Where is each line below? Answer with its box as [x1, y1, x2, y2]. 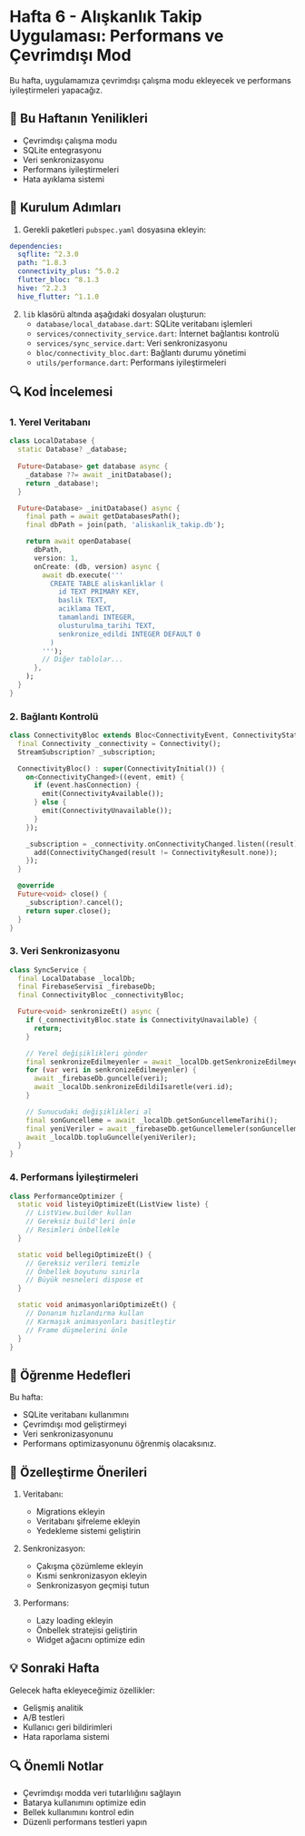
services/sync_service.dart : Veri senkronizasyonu [35, 338, 228, 349]
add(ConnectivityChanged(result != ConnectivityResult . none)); [33, 848, 279, 857]
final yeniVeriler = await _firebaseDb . [25, 1124, 181, 1134]
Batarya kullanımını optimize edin [22, 1797, 147, 1808]
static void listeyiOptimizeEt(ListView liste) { [17, 1200, 209, 1209]
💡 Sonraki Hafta [9, 1661, 100, 1676]
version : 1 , [33, 554, 79, 563]
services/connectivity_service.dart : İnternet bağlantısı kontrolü [35, 328, 280, 339]
